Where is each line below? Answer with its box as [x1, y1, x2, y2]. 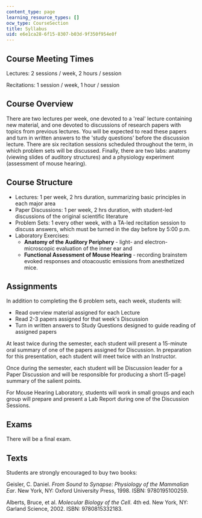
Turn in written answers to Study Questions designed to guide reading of [14, 322, 196, 329]
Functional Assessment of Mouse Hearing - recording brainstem [24, 251, 188, 258]
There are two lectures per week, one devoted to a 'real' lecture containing [6, 115, 192, 122]
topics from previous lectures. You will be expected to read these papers [6, 127, 187, 135]
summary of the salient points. [6, 377, 82, 385]
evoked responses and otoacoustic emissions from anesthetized [24, 257, 185, 264]
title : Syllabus [6, 25, 47, 32]
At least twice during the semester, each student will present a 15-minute [6, 340, 188, 347]
